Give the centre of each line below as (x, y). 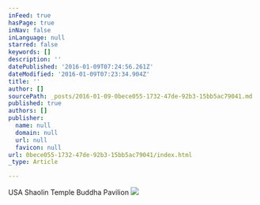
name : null (33, 125)
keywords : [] (30, 52)
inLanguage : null (37, 37)
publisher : (26, 118)
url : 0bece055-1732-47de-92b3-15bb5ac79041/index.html (100, 155)
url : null (31, 140)
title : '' (24, 81)
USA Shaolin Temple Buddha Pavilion (68, 192)
